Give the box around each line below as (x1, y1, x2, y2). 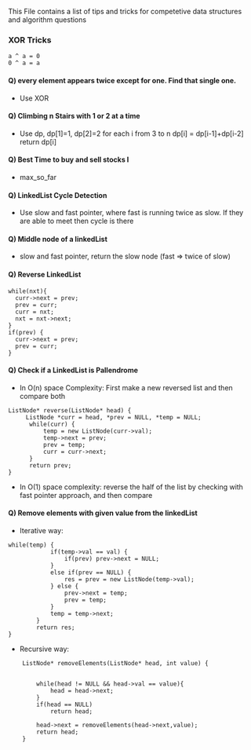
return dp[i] (19, 137, 57, 146)
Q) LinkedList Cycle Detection (8, 190, 107, 199)
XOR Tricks (8, 35, 52, 46)
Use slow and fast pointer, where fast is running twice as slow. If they (19, 208, 244, 218)
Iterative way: (19, 525, 64, 535)
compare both (19, 391, 65, 401)
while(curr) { (28, 420, 76, 428)
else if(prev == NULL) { (49, 569, 132, 576)
